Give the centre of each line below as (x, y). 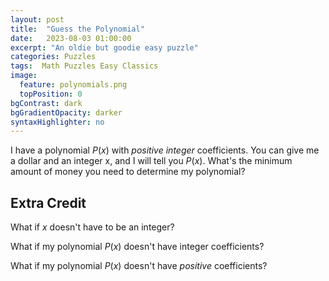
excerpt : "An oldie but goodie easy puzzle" (104, 47)
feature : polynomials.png (73, 85)
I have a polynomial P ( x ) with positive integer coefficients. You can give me (165, 150)
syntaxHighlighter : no (57, 122)
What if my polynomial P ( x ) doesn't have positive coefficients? (139, 266)
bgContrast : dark (46, 103)
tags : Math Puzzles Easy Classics (84, 66)
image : (24, 76)
